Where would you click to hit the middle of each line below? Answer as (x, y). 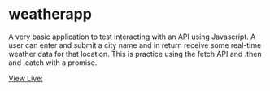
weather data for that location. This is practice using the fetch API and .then (135, 54)
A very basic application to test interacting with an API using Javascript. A (132, 37)
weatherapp (50, 14)
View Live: (26, 78)
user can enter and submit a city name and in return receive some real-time (135, 45)
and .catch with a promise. (53, 63)
